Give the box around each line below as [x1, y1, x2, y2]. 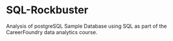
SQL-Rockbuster [6, 3, 89, 17]
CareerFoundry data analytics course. [6, 28, 98, 35]
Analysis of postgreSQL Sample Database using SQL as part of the [6, 23, 167, 29]
